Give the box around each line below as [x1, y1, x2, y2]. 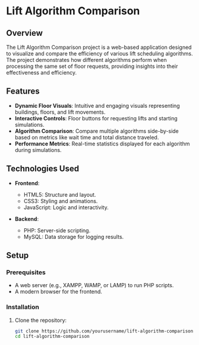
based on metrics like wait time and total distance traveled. [14, 133, 159, 141]
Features [6, 86, 40, 97]
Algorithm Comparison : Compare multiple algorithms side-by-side [14, 127, 179, 135]
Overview [6, 28, 43, 38]
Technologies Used [6, 164, 79, 174]
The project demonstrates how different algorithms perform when [6, 57, 168, 63]
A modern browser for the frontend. [14, 288, 103, 296]
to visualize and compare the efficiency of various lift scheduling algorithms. [6, 50, 193, 57]
